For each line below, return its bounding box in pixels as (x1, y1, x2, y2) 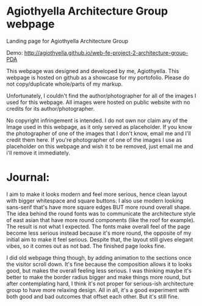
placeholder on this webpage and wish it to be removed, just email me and (6, 142, 193, 150)
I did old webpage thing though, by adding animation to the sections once (6, 254, 192, 261)
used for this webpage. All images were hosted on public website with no (6, 99, 190, 106)
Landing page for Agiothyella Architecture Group (6, 37, 129, 44)
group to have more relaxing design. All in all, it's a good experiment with (6, 286, 190, 293)
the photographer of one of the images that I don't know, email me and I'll (6, 130, 191, 137)
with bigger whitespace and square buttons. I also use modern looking (6, 196, 184, 204)
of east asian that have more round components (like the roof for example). (6, 216, 195, 223)
